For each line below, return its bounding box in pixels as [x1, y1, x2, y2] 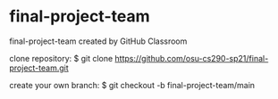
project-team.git [9, 62, 69, 73]
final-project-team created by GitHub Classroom [9, 36, 188, 46]
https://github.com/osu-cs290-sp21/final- [114, 53, 269, 63]
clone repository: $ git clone [9, 53, 114, 63]
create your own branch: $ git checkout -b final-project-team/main [9, 79, 256, 90]
